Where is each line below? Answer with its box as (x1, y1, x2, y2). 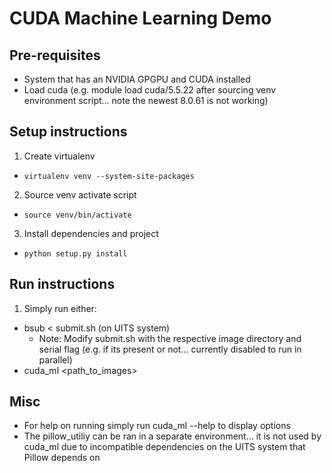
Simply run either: (23, 302, 97, 314)
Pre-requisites (9, 47, 101, 64)
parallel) (38, 353, 73, 366)
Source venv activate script (23, 188, 137, 201)
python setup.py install (23, 248, 128, 259)
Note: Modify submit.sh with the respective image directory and (38, 332, 302, 344)
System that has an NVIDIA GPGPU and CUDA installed (23, 73, 251, 85)
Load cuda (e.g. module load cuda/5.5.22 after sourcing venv (23, 84, 277, 96)
